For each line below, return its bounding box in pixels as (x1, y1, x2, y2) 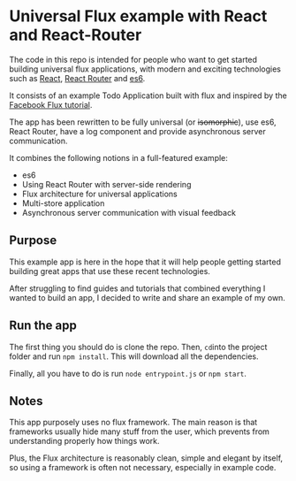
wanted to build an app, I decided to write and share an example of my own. (9, 292, 285, 302)
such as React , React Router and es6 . (9, 73, 146, 83)
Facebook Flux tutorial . (9, 99, 93, 110)
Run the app (9, 318, 77, 333)
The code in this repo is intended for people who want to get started (9, 54, 258, 65)
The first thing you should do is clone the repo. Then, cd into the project (9, 341, 268, 352)
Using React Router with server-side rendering (21, 179, 192, 189)
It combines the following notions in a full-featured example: (9, 152, 228, 163)
